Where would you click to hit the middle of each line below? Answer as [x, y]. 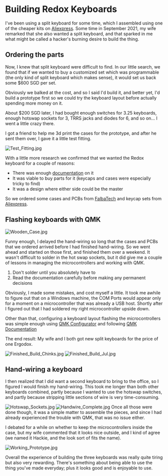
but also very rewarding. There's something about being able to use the [79, 463]
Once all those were [132, 407]
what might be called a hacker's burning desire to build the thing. [72, 39]
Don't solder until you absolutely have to [54, 272]
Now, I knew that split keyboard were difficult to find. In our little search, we [83, 67]
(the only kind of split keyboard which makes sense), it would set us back [81, 77]
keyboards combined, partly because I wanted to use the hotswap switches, [84, 392]
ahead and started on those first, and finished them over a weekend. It [77, 252]
